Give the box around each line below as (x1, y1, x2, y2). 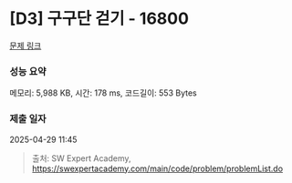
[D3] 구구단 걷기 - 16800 (9, 8, 190, 29)
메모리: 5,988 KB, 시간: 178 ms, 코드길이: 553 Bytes (9, 87, 198, 98)
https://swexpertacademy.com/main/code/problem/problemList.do (31, 163, 284, 174)
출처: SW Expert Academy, (31, 152, 131, 164)
